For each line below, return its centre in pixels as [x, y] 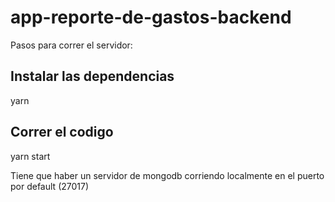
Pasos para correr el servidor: [71, 45]
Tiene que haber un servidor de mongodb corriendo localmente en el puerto [167, 175]
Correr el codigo [62, 132]
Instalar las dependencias [92, 76]
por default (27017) [50, 186]
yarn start [30, 156]
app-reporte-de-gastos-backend [151, 17]
